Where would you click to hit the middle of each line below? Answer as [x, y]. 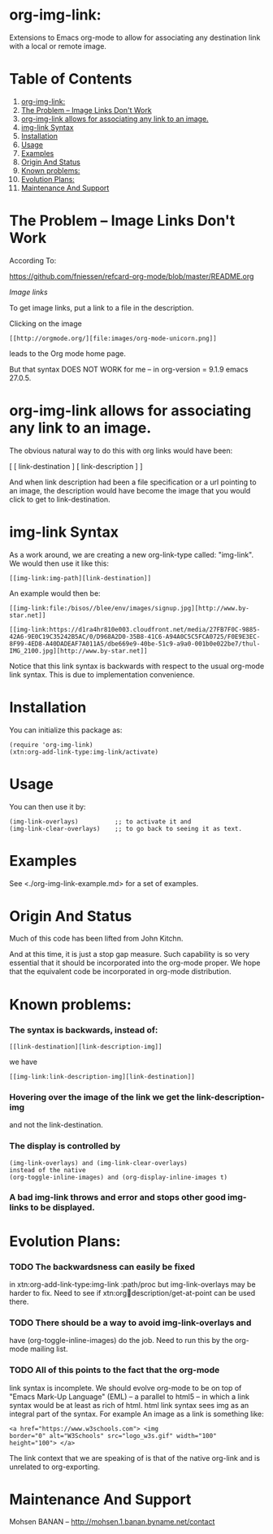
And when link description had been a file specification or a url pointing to [133, 482]
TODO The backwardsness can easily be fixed [102, 1267]
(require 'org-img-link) [51, 745]
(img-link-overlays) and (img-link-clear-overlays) [98, 1163]
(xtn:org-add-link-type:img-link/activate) [84, 752]
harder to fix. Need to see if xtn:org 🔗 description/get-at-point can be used [132, 1293]
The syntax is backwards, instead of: [84, 1030]
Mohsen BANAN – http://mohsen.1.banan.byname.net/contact [112, 1522]
